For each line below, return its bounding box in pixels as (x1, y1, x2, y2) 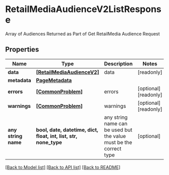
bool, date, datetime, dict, (36, 126, 99, 133)
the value (104, 132, 126, 139)
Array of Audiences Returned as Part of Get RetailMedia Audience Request (5, 31, 160, 37)
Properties (5, 45, 39, 54)
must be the (104, 139, 132, 146)
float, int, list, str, (36, 132, 77, 139)
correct (104, 145, 122, 152)
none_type (36, 139, 62, 146)
